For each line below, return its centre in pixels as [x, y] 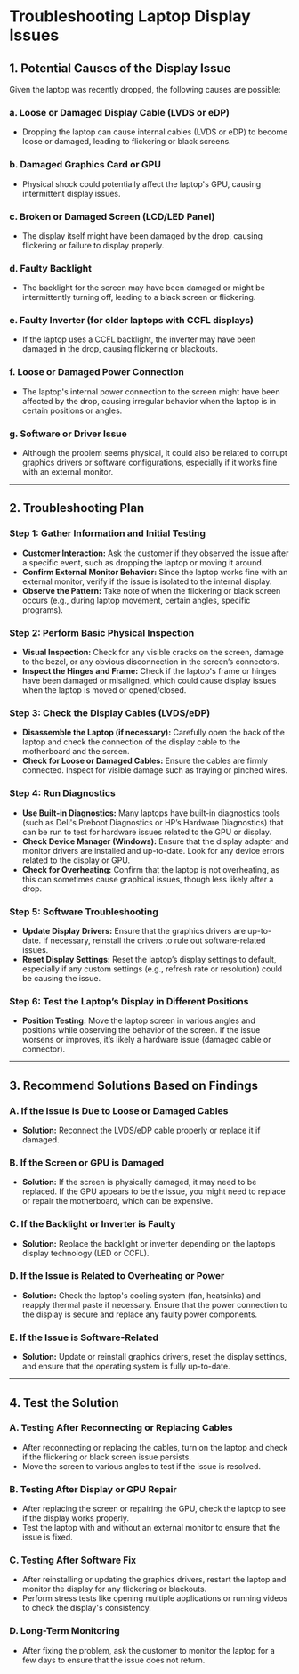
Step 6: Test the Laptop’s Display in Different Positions [129, 1001]
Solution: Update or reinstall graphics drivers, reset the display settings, [154, 1357]
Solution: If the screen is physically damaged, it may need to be [139, 1182]
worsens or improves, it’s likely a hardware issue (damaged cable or [146, 1040]
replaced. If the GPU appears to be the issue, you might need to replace [154, 1191]
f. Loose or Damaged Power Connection [97, 372]
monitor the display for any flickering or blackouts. [114, 1589]
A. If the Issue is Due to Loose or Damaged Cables [119, 1110]
